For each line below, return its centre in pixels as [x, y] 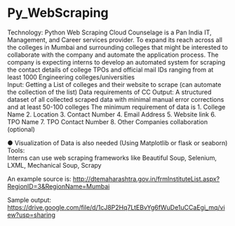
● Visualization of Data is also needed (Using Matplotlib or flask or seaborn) [117, 142]
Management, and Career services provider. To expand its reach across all [115, 39]
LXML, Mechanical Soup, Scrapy [54, 165]
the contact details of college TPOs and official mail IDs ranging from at [110, 69]
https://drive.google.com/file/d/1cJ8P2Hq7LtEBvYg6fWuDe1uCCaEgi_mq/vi [116, 207]
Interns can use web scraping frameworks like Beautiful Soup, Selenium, [112, 158]
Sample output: [29, 200]
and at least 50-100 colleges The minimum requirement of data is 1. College [116, 107]
